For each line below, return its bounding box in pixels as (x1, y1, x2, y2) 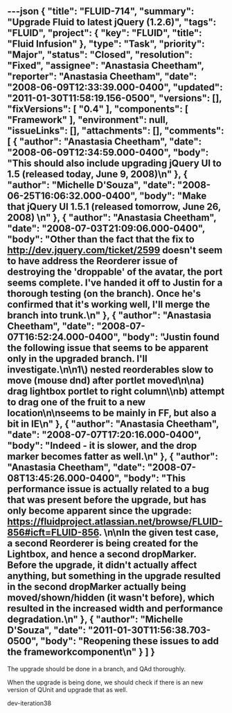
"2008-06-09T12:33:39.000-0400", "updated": (7, 81, 223, 93)
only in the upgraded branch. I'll (7, 353, 148, 365)
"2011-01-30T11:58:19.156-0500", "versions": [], (7, 92, 222, 104)
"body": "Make (139, 190, 207, 202)
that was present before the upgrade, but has (7, 494, 206, 506)
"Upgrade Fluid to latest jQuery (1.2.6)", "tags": (7, 17, 217, 28)
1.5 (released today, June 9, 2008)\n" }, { (7, 168, 188, 180)
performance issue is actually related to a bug (7, 483, 210, 495)
